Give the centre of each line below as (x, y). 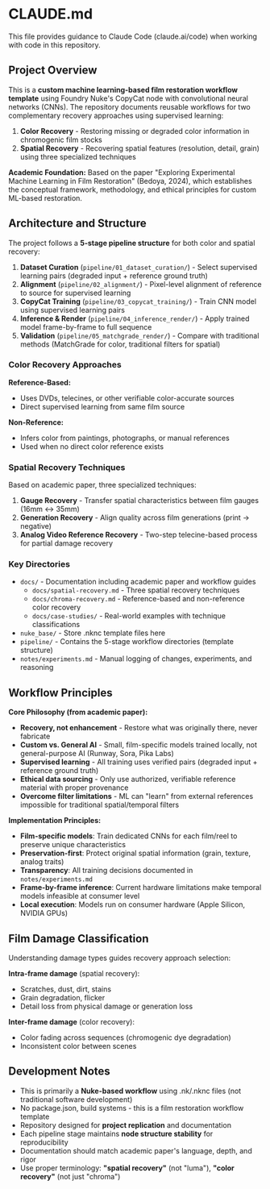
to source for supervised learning (75, 293)
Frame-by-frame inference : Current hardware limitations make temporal (141, 888)
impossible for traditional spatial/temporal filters (100, 805)
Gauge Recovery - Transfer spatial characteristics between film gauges (139, 501)
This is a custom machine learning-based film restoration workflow (123, 89)
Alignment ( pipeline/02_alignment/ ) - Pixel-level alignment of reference (141, 284)
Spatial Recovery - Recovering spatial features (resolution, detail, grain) (140, 148)
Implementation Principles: (55, 821)
